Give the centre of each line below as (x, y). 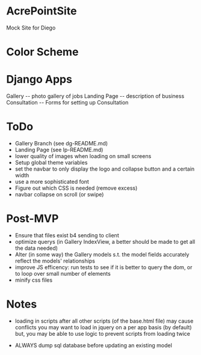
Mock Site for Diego (31, 28)
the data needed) (36, 248)
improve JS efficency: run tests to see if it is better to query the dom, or (104, 267)
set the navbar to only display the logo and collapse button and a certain (105, 169)
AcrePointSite (42, 11)
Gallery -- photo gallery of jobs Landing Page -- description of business (95, 96)
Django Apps (39, 80)
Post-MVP (32, 219)
